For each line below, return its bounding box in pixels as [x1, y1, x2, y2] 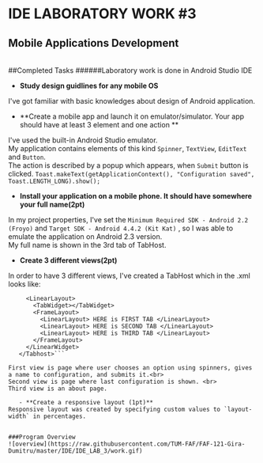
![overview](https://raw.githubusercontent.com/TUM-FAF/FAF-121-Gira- [8, 440, 246, 448]
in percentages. [32, 412, 87, 420]
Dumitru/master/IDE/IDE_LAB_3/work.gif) [8, 447, 144, 455]
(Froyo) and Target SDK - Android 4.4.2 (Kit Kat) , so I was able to [8, 223, 234, 233]
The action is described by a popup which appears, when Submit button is [8, 161, 249, 170]
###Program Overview [8, 433, 77, 441]
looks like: [8, 279, 41, 289]
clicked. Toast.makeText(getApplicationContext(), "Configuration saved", [8, 169, 255, 178]
